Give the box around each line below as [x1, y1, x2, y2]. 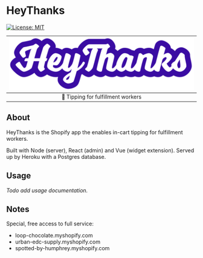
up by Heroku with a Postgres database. [6, 153, 106, 160]
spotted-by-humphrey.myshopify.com [14, 245, 110, 252]
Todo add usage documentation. [6, 187, 88, 194]
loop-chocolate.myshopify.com [14, 232, 94, 239]
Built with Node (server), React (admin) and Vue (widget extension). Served [6, 146, 195, 154]
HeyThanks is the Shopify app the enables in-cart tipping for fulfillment [6, 128, 183, 136]
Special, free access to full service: [6, 220, 94, 227]
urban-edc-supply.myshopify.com [14, 238, 101, 245]
